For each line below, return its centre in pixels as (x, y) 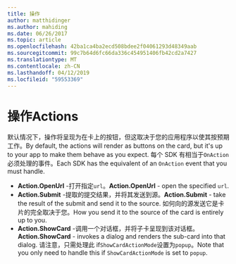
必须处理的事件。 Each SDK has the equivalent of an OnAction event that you (117, 163)
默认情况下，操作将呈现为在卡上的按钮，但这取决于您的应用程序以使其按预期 (118, 137)
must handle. (26, 171)
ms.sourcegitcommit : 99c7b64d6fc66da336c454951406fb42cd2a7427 (102, 54)
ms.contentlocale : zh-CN (44, 66)
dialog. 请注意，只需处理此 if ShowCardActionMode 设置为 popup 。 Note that (120, 245)
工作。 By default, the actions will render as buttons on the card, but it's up (115, 146)
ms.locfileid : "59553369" (45, 79)
